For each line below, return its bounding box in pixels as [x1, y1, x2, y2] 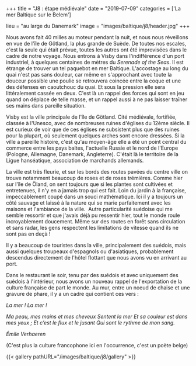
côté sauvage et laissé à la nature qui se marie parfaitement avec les [6, 199, 171, 206]
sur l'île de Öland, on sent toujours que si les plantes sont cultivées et [6, 181, 173, 188]
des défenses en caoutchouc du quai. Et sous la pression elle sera [6, 84, 165, 90]
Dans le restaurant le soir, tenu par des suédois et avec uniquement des [6, 272, 179, 278]
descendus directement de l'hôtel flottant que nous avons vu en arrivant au [6, 254, 187, 261]
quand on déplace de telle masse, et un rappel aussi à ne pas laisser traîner [6, 96, 188, 103]
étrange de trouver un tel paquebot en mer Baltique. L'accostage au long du [6, 65, 188, 72]
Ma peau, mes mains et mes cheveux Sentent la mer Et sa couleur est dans [6, 313, 188, 320]
